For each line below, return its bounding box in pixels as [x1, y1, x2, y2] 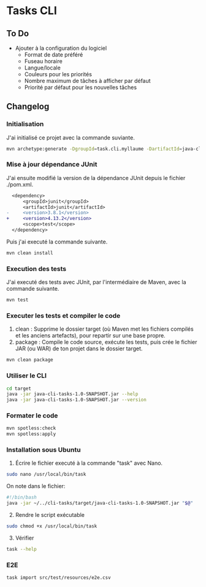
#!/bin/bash [6, 494, 37, 501]
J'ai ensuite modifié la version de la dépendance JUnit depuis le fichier [6, 174, 186, 181]
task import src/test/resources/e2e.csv [6, 575, 112, 581]
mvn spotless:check [6, 425, 56, 431]
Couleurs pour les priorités [24, 71, 92, 77]
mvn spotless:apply [6, 431, 56, 437]
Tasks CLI [6, 4, 57, 18]
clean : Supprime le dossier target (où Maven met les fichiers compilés [15, 325, 194, 333]
